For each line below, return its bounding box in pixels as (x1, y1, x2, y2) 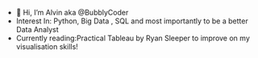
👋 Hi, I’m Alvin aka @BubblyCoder (15, 8, 129, 17)
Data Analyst (15, 25, 59, 34)
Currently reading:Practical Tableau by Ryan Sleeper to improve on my (15, 33, 250, 43)
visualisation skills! (15, 42, 78, 52)
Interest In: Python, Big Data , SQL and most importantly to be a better (15, 16, 248, 26)
